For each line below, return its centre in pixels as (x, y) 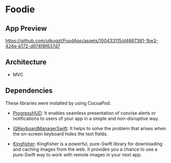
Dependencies (29, 91)
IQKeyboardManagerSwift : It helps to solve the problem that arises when (89, 128)
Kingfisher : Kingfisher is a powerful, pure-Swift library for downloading (88, 144)
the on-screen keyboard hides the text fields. (60, 134)
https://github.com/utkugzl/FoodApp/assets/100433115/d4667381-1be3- (82, 40)
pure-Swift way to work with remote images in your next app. (77, 154)
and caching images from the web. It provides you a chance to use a (85, 149)
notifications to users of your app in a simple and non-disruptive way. (86, 118)
